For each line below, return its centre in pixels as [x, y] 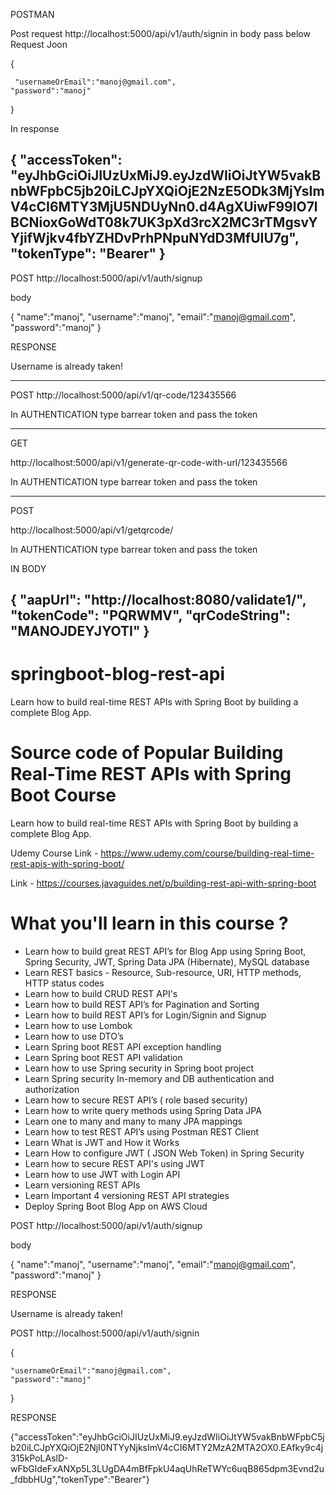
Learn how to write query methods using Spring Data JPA [143, 1111]
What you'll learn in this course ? [149, 923]
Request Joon [39, 44]
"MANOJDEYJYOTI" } [80, 631]
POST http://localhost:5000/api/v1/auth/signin [105, 1333]
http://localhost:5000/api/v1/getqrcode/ [92, 530]
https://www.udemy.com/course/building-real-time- [207, 853]
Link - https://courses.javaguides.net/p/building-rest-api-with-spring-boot [163, 883]
